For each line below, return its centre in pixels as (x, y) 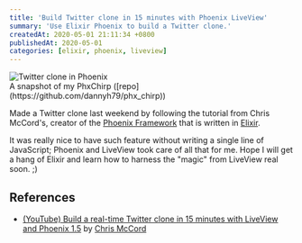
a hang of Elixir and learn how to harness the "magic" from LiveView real (144, 159)
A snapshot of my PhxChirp (60, 86)
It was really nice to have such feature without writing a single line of (137, 140)
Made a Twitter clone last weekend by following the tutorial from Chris (140, 113)
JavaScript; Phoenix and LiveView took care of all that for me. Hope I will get (151, 150)
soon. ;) (23, 169)
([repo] (126, 86)
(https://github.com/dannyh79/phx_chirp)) (88, 96)
